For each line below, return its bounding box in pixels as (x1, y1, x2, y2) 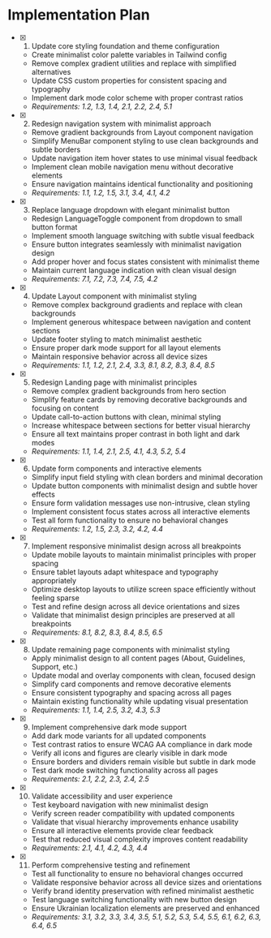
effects (31, 489, 56, 499)
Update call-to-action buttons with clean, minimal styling (31, 411, 222, 421)
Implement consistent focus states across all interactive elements (31, 506, 251, 516)
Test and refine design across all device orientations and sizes (31, 601, 240, 611)
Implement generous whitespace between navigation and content (31, 316, 252, 326)
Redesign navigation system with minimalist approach (31, 118, 212, 128)
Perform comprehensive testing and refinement (31, 860, 191, 870)
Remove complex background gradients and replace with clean (31, 299, 243, 309)
